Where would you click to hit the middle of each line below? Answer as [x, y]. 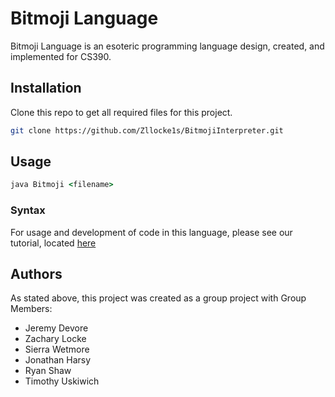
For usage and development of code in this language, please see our [151, 232]
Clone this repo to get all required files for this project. [121, 112]
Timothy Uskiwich [62, 381]
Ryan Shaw [48, 371]
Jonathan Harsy [58, 360]
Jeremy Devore [56, 328]
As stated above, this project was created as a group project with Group [158, 298]
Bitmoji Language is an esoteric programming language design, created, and [167, 46]
